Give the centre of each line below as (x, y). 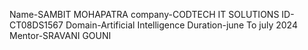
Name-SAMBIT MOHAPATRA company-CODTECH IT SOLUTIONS (144, 14)
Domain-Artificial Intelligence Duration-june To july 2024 (181, 25)
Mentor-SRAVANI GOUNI (60, 35)
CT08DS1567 (36, 25)
